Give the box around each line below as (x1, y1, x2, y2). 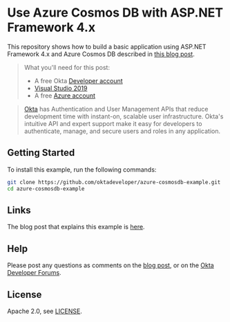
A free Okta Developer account (34, 76, 123, 84)
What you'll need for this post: (23, 63, 111, 71)
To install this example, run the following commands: (7, 165, 157, 174)
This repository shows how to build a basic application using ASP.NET (7, 42, 207, 51)
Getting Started (7, 147, 75, 159)
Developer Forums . (7, 269, 61, 277)
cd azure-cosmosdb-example (7, 185, 85, 192)
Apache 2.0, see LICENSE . (7, 307, 83, 315)
